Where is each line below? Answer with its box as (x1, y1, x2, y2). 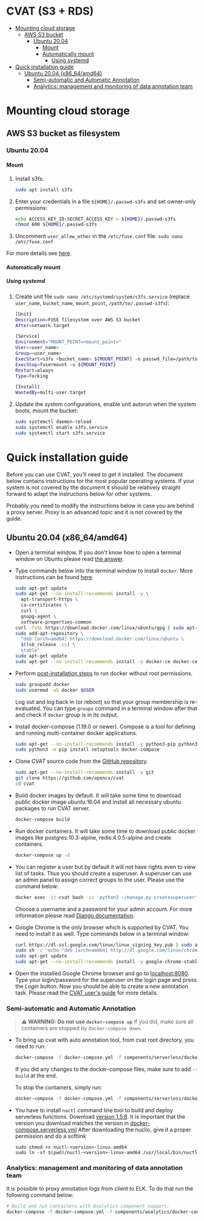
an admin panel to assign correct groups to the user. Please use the (15, 876, 185, 883)
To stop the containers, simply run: (15, 1084, 103, 1091)
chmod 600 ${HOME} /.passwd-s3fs (15, 221, 97, 228)
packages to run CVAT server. (15, 804, 90, 812)
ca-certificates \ (21, 602, 67, 608)
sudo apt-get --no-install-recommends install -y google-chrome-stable (15, 959, 200, 965)
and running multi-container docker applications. (15, 729, 138, 737)
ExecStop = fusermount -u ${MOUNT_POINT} (15, 361, 117, 367)
